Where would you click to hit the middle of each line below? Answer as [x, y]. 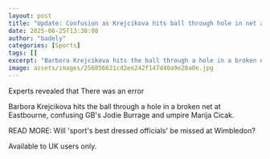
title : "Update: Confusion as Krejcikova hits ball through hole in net [133, 23]
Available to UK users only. [53, 146]
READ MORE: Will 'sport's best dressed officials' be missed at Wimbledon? [132, 130]
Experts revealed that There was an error [76, 91]
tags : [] [23, 53]
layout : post [30, 16]
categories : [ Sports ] [45, 46]
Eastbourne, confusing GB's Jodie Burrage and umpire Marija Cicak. [121, 115]
